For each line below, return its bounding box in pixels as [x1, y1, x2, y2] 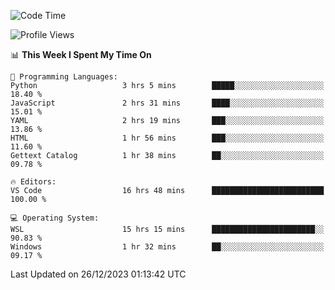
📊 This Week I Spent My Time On [10, 49, 152, 60]
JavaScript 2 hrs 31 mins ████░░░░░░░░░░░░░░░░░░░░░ [10, 98, 325, 108]
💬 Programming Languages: [10, 72, 118, 82]
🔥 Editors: [10, 177, 57, 187]
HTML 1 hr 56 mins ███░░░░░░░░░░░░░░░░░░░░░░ [10, 133, 325, 143]
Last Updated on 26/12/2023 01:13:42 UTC [10, 268, 187, 280]
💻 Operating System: [10, 213, 100, 223]
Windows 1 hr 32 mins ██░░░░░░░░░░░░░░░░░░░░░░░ [10, 242, 325, 252]
